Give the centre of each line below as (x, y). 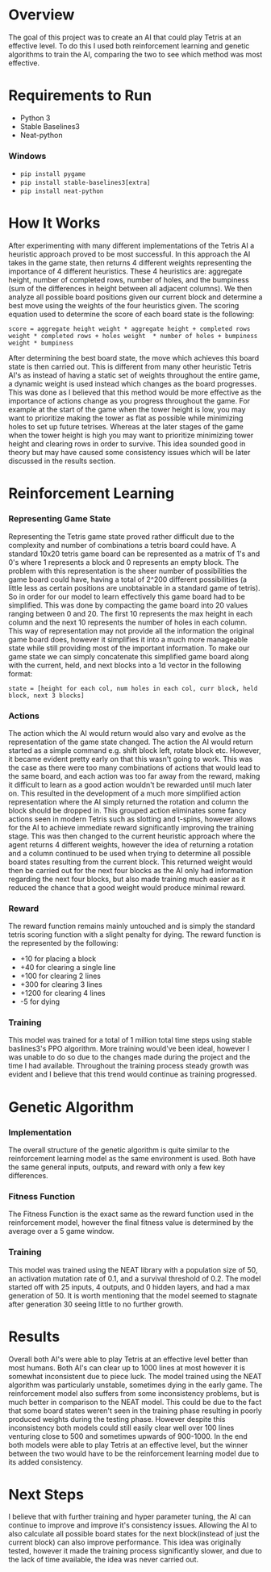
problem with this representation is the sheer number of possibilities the (128, 571)
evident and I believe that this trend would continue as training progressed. (133, 1074)
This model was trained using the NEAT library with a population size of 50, (133, 1269)
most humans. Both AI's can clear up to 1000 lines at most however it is (127, 1367)
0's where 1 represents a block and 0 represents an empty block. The (124, 562)
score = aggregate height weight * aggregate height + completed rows (129, 329)
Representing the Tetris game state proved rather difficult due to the (122, 536)
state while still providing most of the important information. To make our (129, 648)
